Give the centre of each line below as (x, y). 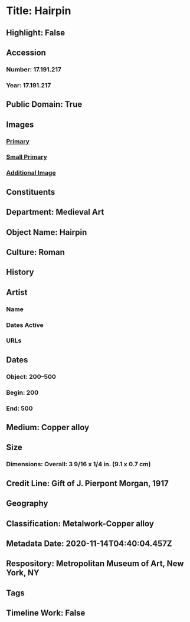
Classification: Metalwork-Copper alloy (80, 523)
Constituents (31, 192)
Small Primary (27, 157)
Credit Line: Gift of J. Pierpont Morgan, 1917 (88, 483)
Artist (17, 292)
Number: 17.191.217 (34, 69)
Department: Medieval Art (55, 212)
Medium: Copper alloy (48, 428)
